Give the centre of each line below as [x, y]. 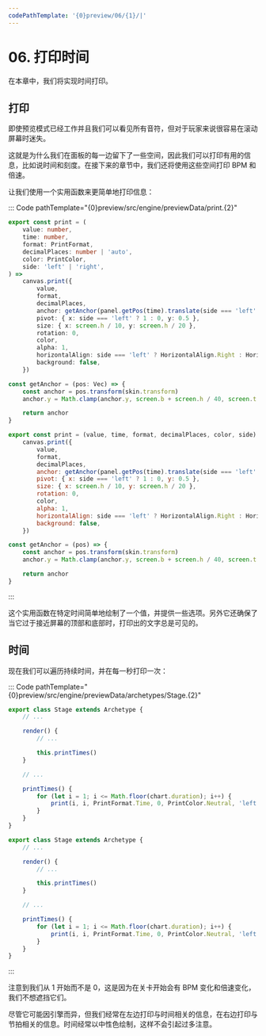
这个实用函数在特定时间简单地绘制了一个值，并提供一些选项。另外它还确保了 [133, 613]
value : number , [47, 230]
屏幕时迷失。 [29, 139]
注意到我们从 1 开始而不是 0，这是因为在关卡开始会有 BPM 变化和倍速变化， [132, 988]
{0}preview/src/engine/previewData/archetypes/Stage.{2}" [105, 695]
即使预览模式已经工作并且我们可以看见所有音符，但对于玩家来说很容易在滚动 [133, 128]
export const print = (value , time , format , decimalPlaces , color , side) [133, 435]
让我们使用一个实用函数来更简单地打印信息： [81, 192]
